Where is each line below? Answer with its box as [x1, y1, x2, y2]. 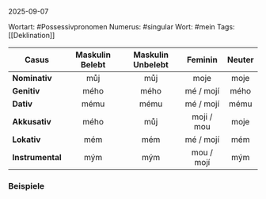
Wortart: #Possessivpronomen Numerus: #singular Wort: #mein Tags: [8, 22, 235, 31]
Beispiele [8, 180, 45, 191]
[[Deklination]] [8, 31, 55, 40]
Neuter [226, 55, 254, 65]
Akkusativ [12, 117, 51, 127]
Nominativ [12, 73, 52, 83]
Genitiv [12, 86, 40, 96]
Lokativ [12, 134, 41, 145]
